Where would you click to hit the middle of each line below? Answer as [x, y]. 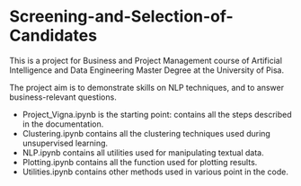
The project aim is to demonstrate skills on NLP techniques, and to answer [147, 87]
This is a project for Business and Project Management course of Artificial [146, 60]
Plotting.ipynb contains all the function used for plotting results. [140, 162]
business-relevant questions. [63, 97]
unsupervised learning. [65, 143]
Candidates [53, 35]
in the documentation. [63, 124]
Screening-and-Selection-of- [121, 17]
